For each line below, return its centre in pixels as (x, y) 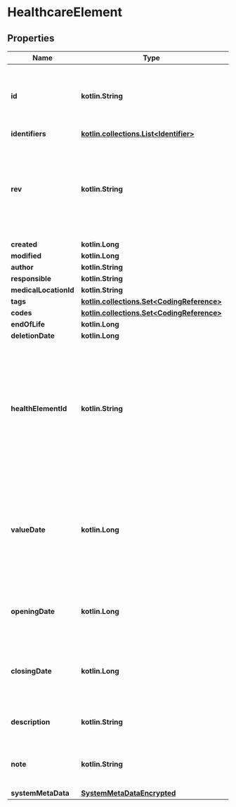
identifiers (28, 134)
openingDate (33, 611)
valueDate (28, 530)
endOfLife (28, 324)
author (22, 267)
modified (26, 256)
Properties (31, 38)
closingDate (32, 671)
